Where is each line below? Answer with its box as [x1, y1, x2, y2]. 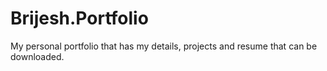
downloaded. [10, 50, 65, 62]
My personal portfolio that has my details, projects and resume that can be [10, 40, 318, 52]
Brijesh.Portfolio [10, 7, 149, 30]
